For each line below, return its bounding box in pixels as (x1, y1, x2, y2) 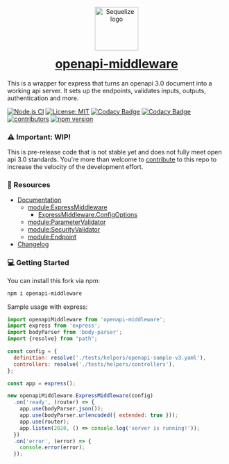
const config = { (7, 348, 58, 355)
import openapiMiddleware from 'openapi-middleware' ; (7, 316, 167, 323)
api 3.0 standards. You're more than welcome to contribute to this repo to (7, 155, 217, 163)
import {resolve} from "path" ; (7, 335, 98, 342)
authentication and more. (7, 94, 79, 102)
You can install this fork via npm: (7, 276, 101, 285)
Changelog (17, 240, 49, 248)
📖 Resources (7, 179, 51, 189)
